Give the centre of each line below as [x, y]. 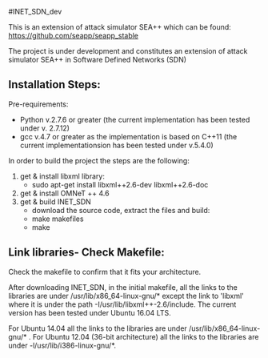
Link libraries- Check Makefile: [87, 253]
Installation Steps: [55, 84]
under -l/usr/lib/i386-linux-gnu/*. [62, 345]
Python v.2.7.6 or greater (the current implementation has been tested [135, 119]
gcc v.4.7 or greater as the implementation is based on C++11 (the [128, 136]
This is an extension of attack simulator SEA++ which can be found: [120, 27]
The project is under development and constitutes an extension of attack [128, 51]
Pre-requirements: [38, 104]
